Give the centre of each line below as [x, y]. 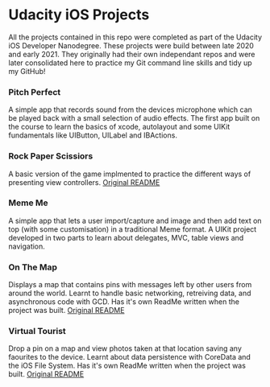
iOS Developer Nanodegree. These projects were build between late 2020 [131, 45]
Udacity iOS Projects [79, 15]
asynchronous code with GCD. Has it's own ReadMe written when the [124, 302]
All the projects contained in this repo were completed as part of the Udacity [135, 37]
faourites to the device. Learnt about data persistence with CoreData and [130, 357]
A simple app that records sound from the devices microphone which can [130, 109]
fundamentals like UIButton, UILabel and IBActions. [93, 135]
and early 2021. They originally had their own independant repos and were [132, 54]
